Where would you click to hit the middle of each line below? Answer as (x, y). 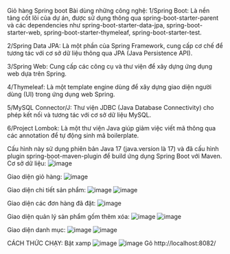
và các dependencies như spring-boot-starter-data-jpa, (86, 25)
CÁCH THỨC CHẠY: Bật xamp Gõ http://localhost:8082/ (112, 243)
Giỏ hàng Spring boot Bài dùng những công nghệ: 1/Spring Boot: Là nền (108, 11)
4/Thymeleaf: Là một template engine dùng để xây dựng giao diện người (109, 87)
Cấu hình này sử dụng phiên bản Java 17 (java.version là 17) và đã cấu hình (113, 149)
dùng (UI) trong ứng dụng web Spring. (61, 94)
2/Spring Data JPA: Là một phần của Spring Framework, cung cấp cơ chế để (115, 46)
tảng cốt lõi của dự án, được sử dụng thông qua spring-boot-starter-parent (113, 18)
